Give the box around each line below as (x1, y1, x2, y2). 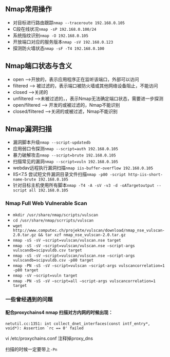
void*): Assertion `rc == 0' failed (5, 325, 84, 331)
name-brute (12, 177, 36, 182)
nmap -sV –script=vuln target (12, 273, 78, 278)
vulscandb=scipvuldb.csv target (12, 248, 82, 253)
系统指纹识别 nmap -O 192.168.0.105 (12, 32, 89, 38)
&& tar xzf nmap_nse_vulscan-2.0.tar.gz (38, 232, 126, 237)
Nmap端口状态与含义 (5, 62, 72, 70)
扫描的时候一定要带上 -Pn (5, 346, 58, 352)
